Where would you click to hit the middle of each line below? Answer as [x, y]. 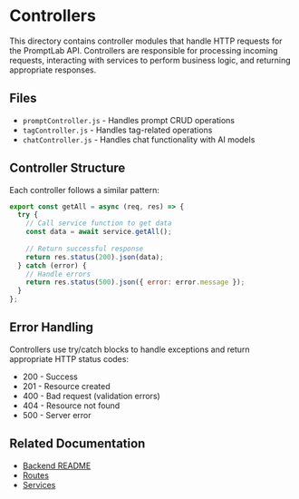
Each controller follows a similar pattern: [85, 190]
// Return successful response [85, 249]
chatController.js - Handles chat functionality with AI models [139, 139]
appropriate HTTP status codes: [69, 358]
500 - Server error [57, 415]
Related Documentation [77, 444]
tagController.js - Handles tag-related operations [117, 130]
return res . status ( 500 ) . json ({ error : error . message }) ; [135, 282]
